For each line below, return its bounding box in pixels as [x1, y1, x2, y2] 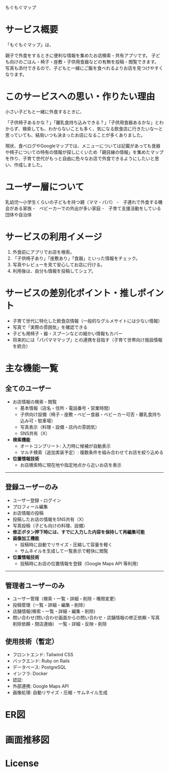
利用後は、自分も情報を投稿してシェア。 [12, 267, 96, 274]
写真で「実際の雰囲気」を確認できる [12, 324, 88, 330]
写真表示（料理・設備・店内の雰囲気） [20, 424, 100, 430]
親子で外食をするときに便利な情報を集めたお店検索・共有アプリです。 [5, 52, 150, 58]
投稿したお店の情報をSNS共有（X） [12, 516, 87, 522]
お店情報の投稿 [12, 510, 44, 516]
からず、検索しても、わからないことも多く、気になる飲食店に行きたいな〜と [5, 125, 163, 131]
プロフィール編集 [12, 504, 48, 510]
